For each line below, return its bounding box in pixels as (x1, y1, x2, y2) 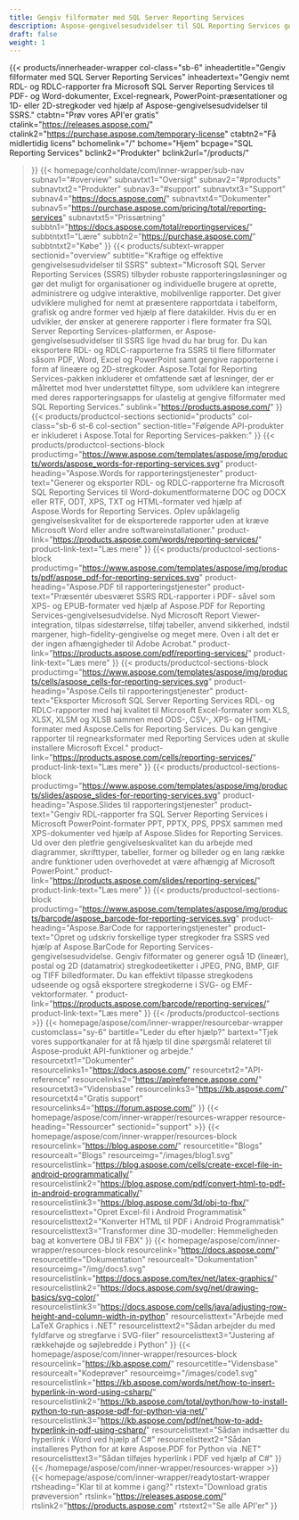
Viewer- (230, 610, 261, 620)
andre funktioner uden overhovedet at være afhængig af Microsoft (30, 857, 276, 867)
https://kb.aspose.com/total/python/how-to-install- (101, 1396, 288, 1407)
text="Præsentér (30, 591, 93, 602)
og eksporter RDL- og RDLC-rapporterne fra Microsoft (85, 478, 285, 489)
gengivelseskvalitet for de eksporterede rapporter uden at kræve (30, 515, 270, 526)
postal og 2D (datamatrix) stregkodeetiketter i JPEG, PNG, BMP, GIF (30, 960, 280, 972)
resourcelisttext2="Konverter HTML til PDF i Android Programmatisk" (30, 1216, 285, 1227)
